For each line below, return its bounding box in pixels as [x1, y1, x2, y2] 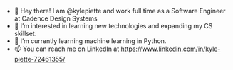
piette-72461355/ [14, 55, 66, 63]
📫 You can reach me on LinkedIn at [14, 45, 120, 53]
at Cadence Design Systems [14, 14, 98, 23]
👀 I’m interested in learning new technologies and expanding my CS [14, 22, 213, 30]
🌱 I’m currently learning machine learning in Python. [14, 37, 167, 45]
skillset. [14, 29, 37, 37]
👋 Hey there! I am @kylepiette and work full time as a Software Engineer [14, 7, 226, 15]
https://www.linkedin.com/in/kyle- [120, 45, 221, 53]
